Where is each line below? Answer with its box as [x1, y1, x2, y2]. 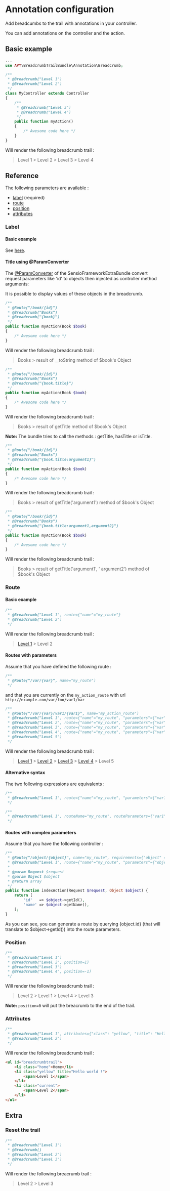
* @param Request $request [7, 869, 65, 874]
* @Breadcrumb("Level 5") [7, 734, 62, 739]
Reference [5, 172, 39, 180]
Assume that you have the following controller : [5, 841, 104, 847]
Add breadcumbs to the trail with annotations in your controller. [5, 20, 137, 26]
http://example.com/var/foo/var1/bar [5, 697, 85, 702]
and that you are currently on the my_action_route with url [5, 692, 125, 698]
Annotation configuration [5, 4, 114, 15]
